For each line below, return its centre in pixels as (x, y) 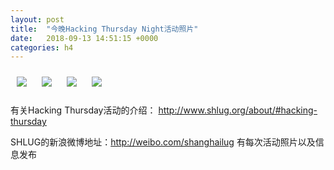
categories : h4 (42, 47)
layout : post (37, 19)
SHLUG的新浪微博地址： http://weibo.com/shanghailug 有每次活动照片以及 (163, 142)
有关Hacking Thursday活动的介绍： (83, 110)
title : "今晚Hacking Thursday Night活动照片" (104, 29)
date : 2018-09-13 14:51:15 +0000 (84, 38)
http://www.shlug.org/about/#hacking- (238, 110)
